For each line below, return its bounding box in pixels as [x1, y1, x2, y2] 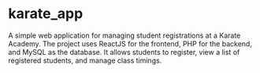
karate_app [8, 5, 84, 23]
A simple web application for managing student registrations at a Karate [8, 31, 241, 40]
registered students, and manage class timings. [8, 56, 162, 65]
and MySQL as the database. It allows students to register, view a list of [8, 47, 240, 57]
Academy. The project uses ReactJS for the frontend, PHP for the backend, [8, 38, 252, 48]
